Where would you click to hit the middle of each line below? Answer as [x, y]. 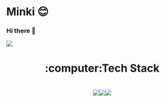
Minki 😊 [27, 12]
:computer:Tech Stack [102, 68]
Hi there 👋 [21, 31]
